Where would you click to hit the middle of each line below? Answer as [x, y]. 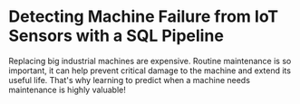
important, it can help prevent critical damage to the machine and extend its [150, 71]
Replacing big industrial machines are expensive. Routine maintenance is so [150, 61]
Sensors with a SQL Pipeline [116, 36]
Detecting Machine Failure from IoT [143, 17]
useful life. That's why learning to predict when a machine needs [130, 80]
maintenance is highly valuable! [67, 90]
